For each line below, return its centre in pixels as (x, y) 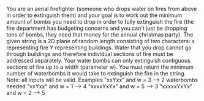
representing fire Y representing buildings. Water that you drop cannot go (99, 47)
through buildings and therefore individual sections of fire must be (90, 54)
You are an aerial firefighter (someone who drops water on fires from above (102, 9)
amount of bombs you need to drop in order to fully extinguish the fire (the (100, 22)
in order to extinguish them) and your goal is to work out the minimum (94, 15)
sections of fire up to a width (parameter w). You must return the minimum (100, 67)
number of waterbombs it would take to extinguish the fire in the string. (96, 73)
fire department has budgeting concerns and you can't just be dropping (97, 28)
